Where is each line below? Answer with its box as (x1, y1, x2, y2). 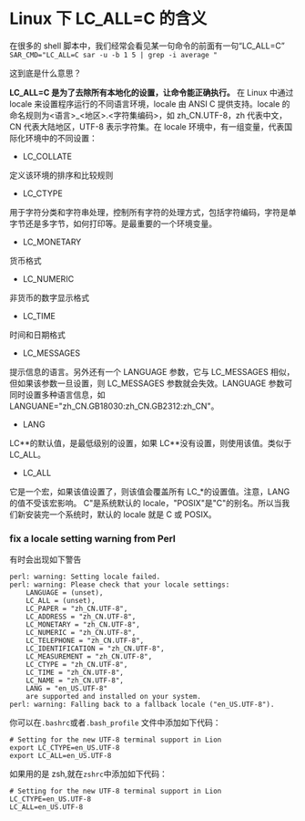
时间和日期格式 (9, 329, 66, 340)
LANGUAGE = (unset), (25, 588, 104, 598)
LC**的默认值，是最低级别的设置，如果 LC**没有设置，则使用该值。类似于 (9, 437, 292, 448)
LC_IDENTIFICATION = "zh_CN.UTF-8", (25, 644, 166, 653)
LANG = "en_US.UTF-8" (25, 684, 107, 693)
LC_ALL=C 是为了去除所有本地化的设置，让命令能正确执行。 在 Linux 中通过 (9, 87, 294, 98)
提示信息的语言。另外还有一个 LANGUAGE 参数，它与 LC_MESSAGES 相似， (9, 366, 295, 377)
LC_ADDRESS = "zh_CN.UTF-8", (25, 612, 137, 621)
